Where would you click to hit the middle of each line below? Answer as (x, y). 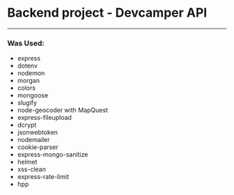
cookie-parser (38, 147)
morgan (29, 81)
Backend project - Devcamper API (107, 13)
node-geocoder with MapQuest (62, 110)
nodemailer (33, 140)
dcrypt (27, 125)
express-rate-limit (43, 177)
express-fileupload (44, 118)
